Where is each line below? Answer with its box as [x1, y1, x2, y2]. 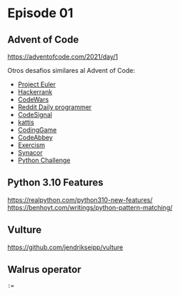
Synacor [17, 149, 43, 156]
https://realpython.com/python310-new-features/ [7, 195, 153, 204]
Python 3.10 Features [7, 176, 104, 189]
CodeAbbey [17, 134, 54, 141]
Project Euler [17, 80, 56, 89]
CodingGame [17, 126, 57, 134]
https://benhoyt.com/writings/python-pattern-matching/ [7, 203, 173, 211]
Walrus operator [7, 264, 81, 276]
